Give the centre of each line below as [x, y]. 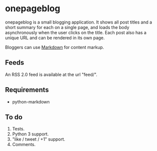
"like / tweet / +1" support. [39, 139]
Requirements [27, 90]
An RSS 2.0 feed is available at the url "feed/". [51, 75]
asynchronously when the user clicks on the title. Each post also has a [76, 32]
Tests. [18, 129]
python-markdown [31, 101]
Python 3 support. [30, 134]
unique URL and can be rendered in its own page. [55, 38]
